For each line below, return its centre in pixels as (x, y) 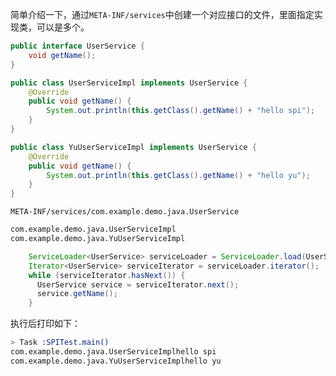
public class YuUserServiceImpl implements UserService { (133, 147)
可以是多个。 (63, 27)
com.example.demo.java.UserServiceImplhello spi (113, 352)
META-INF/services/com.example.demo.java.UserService (125, 212)
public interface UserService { (77, 46)
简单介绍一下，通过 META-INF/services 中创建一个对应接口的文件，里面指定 (162, 14)
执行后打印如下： (45, 324)
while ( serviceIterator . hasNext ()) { (107, 275)
